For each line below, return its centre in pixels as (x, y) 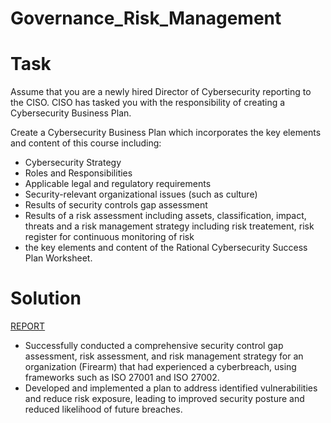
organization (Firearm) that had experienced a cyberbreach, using (160, 367)
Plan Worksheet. (58, 258)
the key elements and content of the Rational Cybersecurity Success (166, 248)
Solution (46, 298)
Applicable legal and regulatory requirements (118, 184)
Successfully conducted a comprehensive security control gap (154, 346)
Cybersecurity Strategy (73, 163)
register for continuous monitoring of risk (109, 237)
